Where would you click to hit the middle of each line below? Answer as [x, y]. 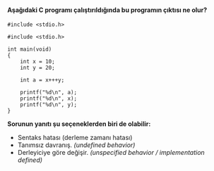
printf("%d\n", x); [49, 99]
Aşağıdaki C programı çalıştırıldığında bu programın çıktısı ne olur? [107, 10]
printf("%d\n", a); [49, 93]
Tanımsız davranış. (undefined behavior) [76, 145]
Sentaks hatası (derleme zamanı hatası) [75, 138]
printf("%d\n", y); [49, 105]
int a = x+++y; [42, 80]
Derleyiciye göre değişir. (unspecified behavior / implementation [111, 153]
